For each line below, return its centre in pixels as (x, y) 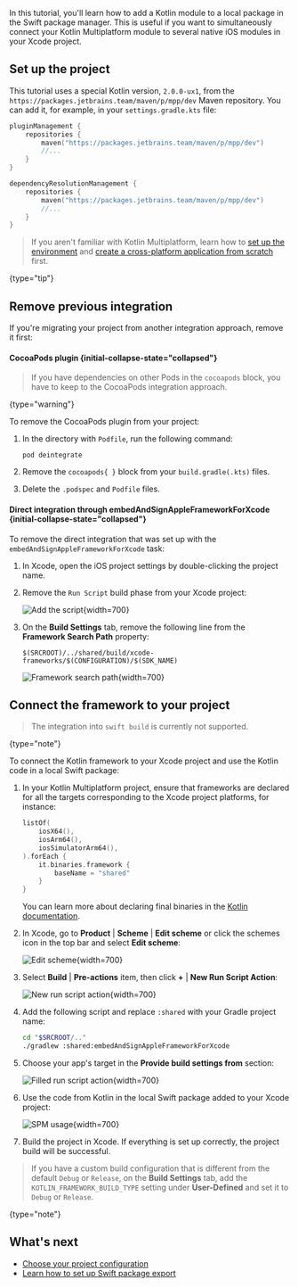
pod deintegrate (52, 455)
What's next (44, 1242)
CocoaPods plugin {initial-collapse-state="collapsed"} (113, 358)
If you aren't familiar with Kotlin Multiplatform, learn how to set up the (157, 242)
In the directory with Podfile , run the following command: (127, 439)
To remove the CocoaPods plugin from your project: (105, 422)
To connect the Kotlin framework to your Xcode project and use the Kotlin (144, 761)
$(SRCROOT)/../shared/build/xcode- (88, 653)
